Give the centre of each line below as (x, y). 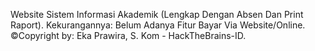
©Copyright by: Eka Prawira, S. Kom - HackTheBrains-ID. (128, 35)
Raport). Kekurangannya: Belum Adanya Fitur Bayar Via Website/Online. (158, 25)
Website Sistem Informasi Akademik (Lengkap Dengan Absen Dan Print (157, 14)
